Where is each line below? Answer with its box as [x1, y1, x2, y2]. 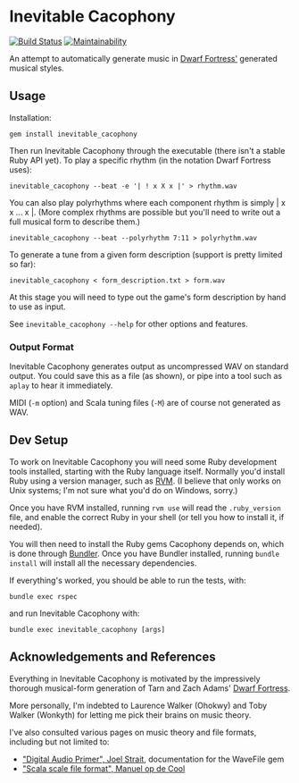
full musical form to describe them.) [9, 216, 141, 227]
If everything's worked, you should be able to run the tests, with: [9, 575, 246, 585]
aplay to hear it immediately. [9, 380, 113, 391]
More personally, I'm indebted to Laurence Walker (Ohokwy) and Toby [9, 700, 268, 711]
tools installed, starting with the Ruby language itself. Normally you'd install [9, 466, 286, 476]
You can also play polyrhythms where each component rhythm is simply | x [9, 197, 286, 207]
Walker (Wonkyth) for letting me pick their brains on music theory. [9, 709, 252, 720]
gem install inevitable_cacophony [9, 130, 138, 139]
